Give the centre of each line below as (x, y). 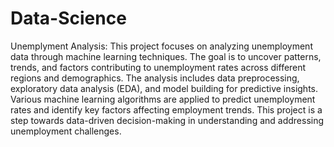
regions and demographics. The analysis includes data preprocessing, (155, 78)
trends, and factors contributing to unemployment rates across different (158, 67)
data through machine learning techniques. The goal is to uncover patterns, (166, 56)
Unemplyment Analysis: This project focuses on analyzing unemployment (161, 46)
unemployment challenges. (66, 131)
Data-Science (68, 18)
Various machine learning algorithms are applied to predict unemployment (163, 99)
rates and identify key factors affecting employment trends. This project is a (166, 109)
